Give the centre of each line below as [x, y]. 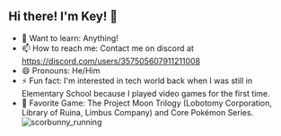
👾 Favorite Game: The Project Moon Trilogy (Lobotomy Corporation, [147, 103]
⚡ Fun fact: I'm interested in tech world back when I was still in [137, 81]
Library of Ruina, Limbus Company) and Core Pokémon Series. [137, 112]
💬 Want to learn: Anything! [70, 38]
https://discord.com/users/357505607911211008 [111, 61]
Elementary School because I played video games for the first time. [145, 93]
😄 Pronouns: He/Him [61, 70]
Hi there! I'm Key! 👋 [63, 17]
